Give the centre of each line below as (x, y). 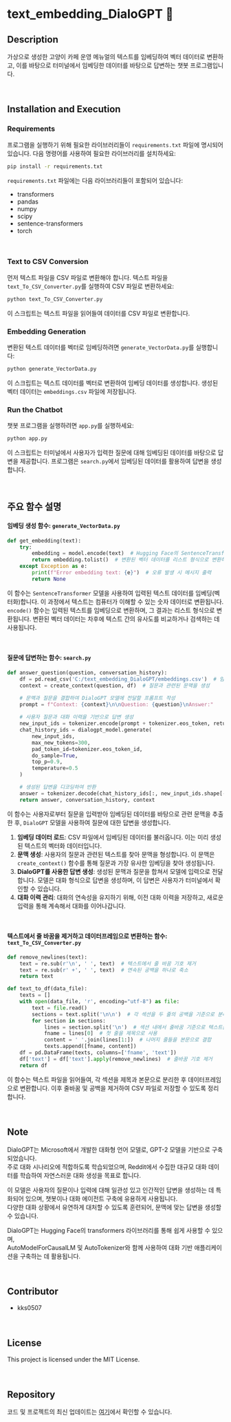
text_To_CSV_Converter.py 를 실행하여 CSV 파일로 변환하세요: (90, 286)
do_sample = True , (55, 756)
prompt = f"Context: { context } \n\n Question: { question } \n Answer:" (117, 704)
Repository (31, 1394)
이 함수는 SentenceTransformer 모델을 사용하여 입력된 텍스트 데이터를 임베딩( (111, 593)
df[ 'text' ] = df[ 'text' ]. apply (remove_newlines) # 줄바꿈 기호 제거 (116, 1059)
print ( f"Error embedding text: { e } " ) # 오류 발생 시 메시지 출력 (122, 573)
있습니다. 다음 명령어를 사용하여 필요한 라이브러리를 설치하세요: (92, 153)
